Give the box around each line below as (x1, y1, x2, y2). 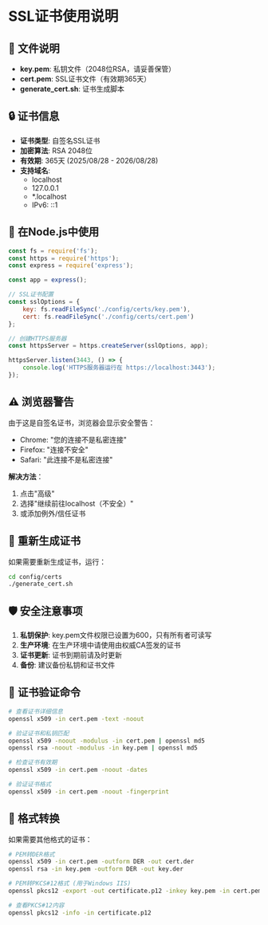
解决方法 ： (8, 471, 44, 481)
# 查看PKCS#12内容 (8, 901, 65, 909)
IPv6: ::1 (31, 200, 58, 210)
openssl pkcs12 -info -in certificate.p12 (8, 908, 152, 917)
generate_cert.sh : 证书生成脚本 (19, 85, 125, 93)
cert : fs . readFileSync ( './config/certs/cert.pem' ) (22, 313, 195, 321)
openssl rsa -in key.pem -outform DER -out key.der (8, 865, 183, 873)
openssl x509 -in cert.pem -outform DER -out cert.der (8, 858, 195, 866)
